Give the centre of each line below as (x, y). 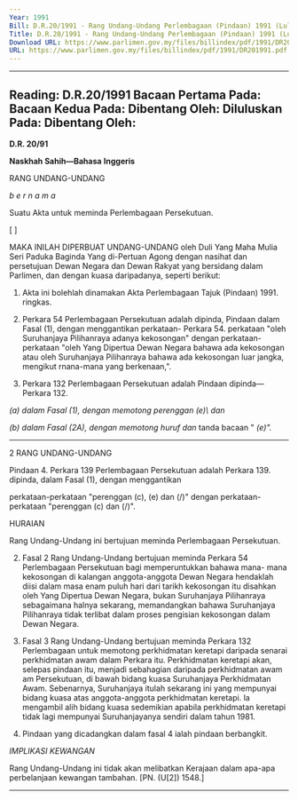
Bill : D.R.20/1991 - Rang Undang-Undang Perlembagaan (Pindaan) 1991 (141, 26)
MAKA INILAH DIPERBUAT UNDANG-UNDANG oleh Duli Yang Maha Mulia (143, 247)
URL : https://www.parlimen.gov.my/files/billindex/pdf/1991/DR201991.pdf (149, 51)
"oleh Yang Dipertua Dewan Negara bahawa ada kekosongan (173, 347)
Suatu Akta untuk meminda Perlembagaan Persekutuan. (111, 212)
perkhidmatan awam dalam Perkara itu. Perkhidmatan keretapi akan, (147, 660)
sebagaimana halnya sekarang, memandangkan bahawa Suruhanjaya (149, 605)
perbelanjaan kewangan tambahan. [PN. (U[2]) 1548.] (107, 777)
